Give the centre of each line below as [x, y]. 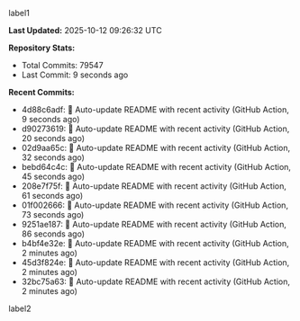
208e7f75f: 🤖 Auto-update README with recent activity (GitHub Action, [154, 186]
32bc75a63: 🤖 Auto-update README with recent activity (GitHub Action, [155, 281]
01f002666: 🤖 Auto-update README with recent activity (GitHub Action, [155, 205]
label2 [20, 308]
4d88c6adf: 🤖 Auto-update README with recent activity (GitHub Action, [155, 110]
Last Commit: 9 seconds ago [75, 75]
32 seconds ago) [53, 157]
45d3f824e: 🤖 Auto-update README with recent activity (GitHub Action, [155, 263]
